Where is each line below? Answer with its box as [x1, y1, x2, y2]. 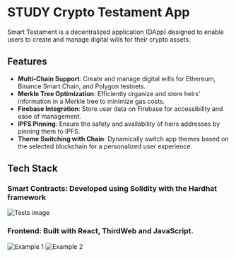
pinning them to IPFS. [17, 127, 81, 135]
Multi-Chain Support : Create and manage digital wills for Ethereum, [17, 74, 216, 83]
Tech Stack [7, 163, 58, 175]
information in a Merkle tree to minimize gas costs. [17, 97, 165, 105]
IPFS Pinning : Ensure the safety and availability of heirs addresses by [17, 119, 220, 128]
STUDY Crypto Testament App [7, 4, 190, 20]
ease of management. [17, 112, 82, 120]
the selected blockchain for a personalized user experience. [17, 142, 193, 151]
